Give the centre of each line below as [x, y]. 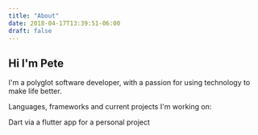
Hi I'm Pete [36, 63]
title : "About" [34, 16]
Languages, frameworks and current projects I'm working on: [110, 107]
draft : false [30, 31]
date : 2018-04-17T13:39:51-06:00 [64, 23]
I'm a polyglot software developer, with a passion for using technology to [129, 83]
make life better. [35, 91]
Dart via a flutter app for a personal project [79, 122]
